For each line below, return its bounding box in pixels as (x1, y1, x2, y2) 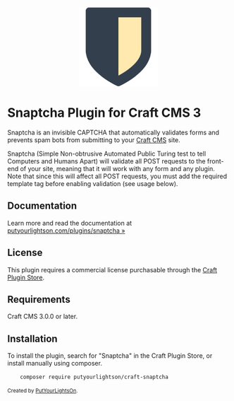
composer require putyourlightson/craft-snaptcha (20, 373, 169, 381)
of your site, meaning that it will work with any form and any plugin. (20, 164, 215, 173)
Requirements (7, 294, 70, 306)
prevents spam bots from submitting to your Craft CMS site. (7, 135, 181, 144)
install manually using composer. (7, 359, 102, 368)
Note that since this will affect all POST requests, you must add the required (7, 172, 228, 180)
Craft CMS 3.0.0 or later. (7, 312, 78, 321)
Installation (7, 332, 58, 344)
